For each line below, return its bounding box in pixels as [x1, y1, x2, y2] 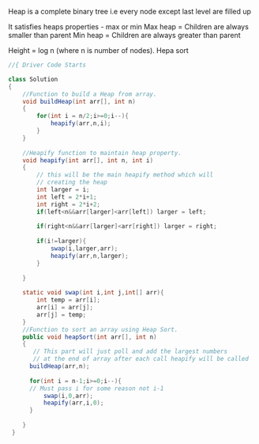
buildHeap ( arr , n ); [28, 362, 90, 370]
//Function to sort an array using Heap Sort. [22, 325, 178, 333]
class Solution [8, 75, 58, 83]
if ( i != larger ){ [36, 237, 87, 245]
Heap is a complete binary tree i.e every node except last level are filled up [8, 7, 251, 16]
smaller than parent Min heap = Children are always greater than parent [8, 31, 241, 40]
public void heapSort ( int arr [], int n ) [22, 332, 157, 341]
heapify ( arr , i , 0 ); [43, 399, 104, 407]
